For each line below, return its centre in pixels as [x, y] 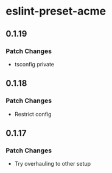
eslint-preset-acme [56, 11]
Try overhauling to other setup [53, 164]
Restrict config [33, 114]
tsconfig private [34, 64]
